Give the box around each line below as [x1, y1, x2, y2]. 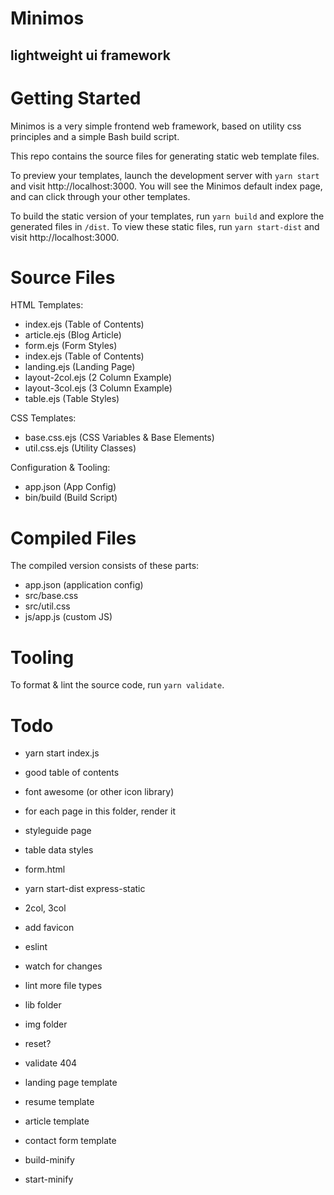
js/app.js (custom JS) [24, 611, 113, 623]
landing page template [24, 1077, 118, 1089]
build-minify [24, 1154, 75, 1166]
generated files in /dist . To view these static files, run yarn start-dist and [10, 220, 320, 232]
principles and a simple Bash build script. [10, 130, 180, 142]
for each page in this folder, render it [24, 805, 177, 817]
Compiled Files [10, 527, 137, 549]
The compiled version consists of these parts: [10, 560, 200, 572]
